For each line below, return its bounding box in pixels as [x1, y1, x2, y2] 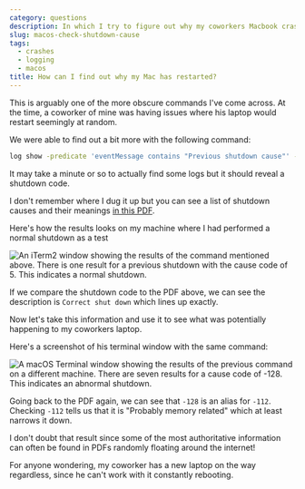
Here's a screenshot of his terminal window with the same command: [9, 341, 269, 352]
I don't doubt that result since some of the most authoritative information [9, 432, 281, 443]
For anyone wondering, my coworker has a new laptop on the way [9, 459, 257, 470]
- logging [17, 55, 54, 64]
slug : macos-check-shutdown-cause [9, 30, 141, 39]
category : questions [9, 13, 88, 23]
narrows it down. [9, 415, 73, 425]
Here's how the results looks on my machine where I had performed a [9, 222, 271, 233]
